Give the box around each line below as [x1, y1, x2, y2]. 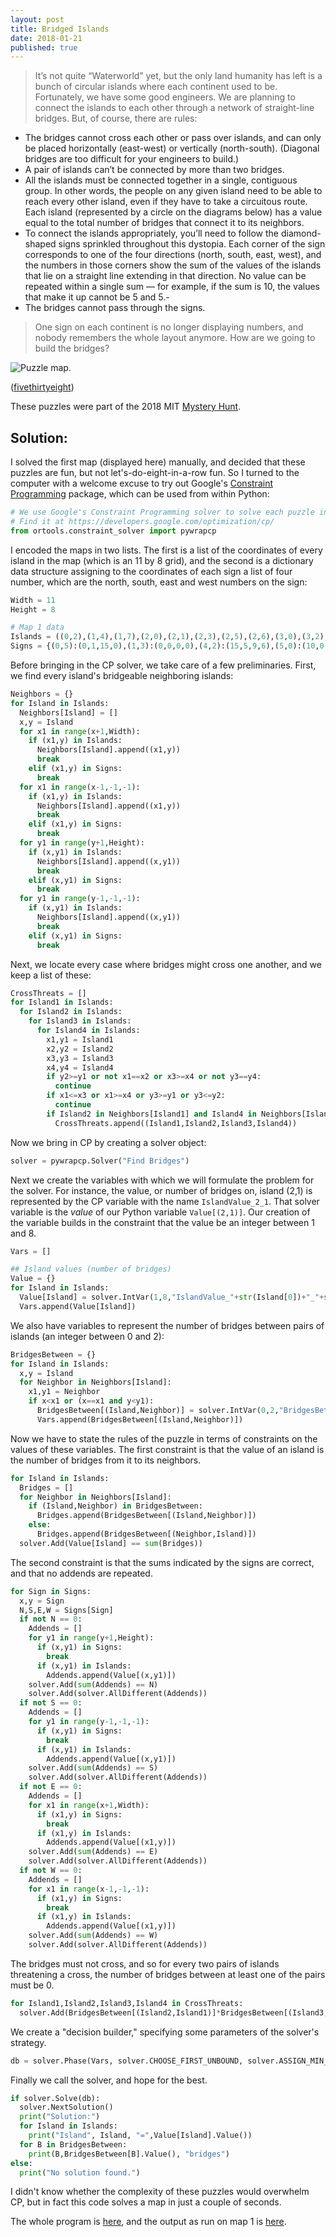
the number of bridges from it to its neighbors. [10, 1454, 202, 1466]
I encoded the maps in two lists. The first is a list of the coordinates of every [10, 544, 323, 556]
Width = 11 [10, 595, 56, 605]
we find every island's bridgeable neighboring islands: [10, 670, 234, 682]
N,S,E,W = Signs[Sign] [19, 1605, 114, 1615]
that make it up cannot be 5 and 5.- [24, 291, 170, 303]
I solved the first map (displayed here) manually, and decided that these [10, 456, 306, 468]
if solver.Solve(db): [10, 2093, 101, 2103]
